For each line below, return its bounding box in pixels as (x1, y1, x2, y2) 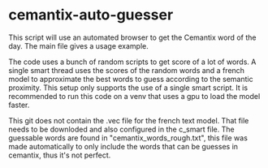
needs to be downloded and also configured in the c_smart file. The (8, 124, 235, 134)
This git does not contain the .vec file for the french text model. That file (8, 115, 249, 125)
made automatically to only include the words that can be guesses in (8, 141, 238, 151)
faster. (8, 100, 30, 110)
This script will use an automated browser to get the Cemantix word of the (8, 32, 257, 42)
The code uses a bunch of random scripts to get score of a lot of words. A (8, 57, 257, 67)
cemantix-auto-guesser (8, 6, 174, 24)
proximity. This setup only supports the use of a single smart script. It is (8, 83, 249, 93)
